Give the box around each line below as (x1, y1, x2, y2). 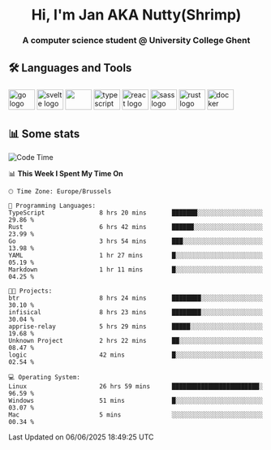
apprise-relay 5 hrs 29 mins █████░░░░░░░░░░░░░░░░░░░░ (8, 322, 264, 331)
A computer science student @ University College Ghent (22, 35, 251, 46)
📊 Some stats (8, 127, 80, 141)
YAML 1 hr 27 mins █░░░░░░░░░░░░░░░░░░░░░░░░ (8, 252, 264, 260)
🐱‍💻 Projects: (8, 287, 53, 296)
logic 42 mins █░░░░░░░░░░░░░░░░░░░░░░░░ (8, 351, 264, 359)
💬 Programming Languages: (8, 201, 96, 210)
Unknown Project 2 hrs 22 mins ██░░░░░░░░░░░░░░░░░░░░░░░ (8, 337, 264, 345)
